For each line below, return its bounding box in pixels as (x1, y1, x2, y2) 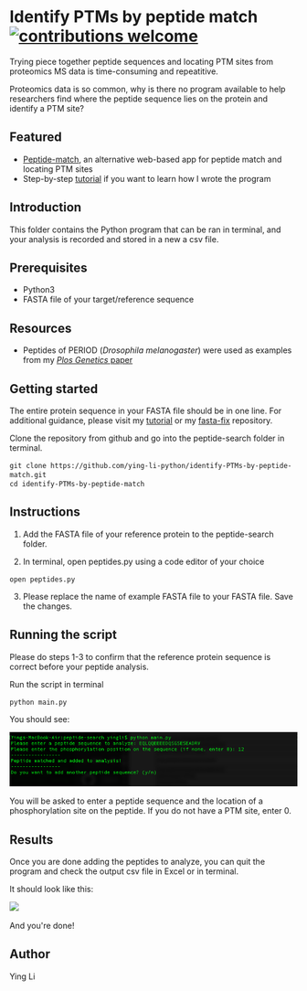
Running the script (9, 627, 117, 643)
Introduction (9, 199, 82, 216)
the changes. (22, 601, 73, 612)
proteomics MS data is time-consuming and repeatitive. (9, 66, 219, 77)
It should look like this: (9, 883, 94, 894)
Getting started (9, 381, 99, 397)
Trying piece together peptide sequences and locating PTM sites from (9, 56, 274, 67)
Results (9, 832, 54, 847)
